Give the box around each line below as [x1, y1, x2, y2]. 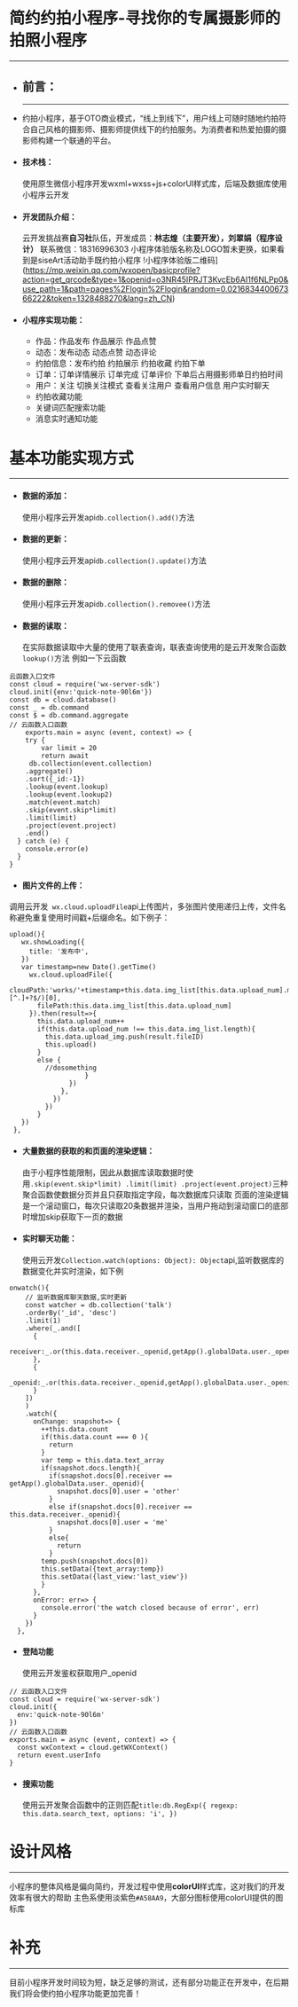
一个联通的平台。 [52, 135, 116, 145]
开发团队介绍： [21, 211, 77, 222]
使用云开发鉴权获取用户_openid [21, 1667, 137, 1678]
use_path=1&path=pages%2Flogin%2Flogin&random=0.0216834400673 [21, 284, 289, 294]
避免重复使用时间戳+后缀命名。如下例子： [16, 913, 170, 923]
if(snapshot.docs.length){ [41, 1463, 141, 1472]
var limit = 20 [41, 744, 98, 753]
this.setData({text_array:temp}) [41, 1564, 165, 1573]
